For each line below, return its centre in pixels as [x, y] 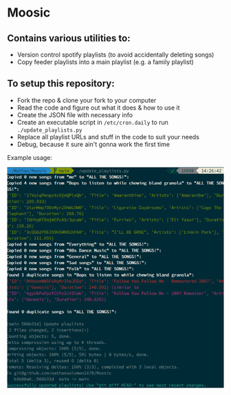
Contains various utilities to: [69, 38]
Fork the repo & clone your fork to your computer [87, 100]
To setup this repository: [61, 84]
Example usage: [30, 157]
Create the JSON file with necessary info [75, 114]
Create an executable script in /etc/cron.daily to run [92, 122]
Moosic [29, 13]
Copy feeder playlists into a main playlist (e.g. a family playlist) [105, 62]
